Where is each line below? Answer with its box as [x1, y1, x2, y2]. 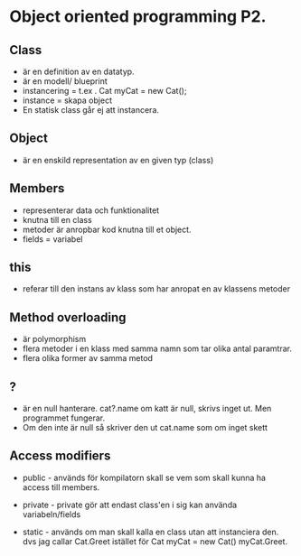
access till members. [22, 481, 100, 493]
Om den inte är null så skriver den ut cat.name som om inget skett [22, 422, 268, 433]
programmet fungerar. [22, 412, 106, 423]
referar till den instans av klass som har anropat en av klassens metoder [22, 283, 291, 294]
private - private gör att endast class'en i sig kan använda [22, 499, 238, 510]
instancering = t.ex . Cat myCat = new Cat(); [22, 86, 187, 96]
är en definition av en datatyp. [22, 66, 135, 77]
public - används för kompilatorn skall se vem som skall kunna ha [22, 472, 267, 483]
